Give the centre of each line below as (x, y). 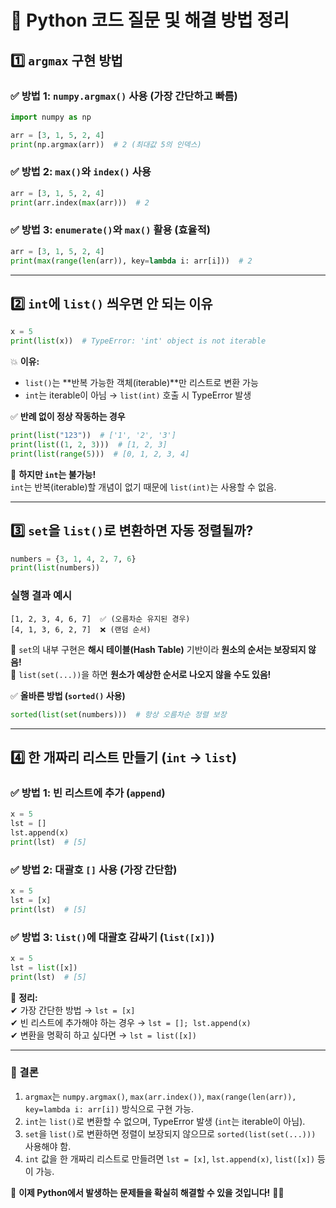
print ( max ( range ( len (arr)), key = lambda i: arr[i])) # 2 (131, 261)
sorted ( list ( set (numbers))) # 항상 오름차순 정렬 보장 (118, 714)
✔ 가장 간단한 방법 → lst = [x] (73, 1010)
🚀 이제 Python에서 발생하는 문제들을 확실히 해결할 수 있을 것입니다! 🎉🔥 (147, 1192)
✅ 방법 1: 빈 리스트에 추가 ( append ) (88, 793)
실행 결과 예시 (41, 596)
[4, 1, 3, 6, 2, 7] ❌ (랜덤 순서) (81, 629)
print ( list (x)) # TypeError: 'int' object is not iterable (138, 341)
